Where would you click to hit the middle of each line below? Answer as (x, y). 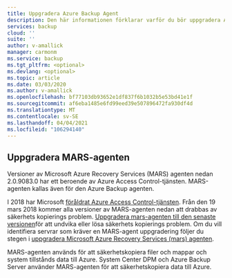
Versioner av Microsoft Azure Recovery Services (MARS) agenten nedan (110, 174)
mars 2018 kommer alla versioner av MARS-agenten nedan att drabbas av (112, 210)
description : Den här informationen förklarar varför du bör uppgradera (114, 20)
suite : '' (21, 39)
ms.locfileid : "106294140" (46, 129)
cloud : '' (21, 33)
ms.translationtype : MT (41, 110)
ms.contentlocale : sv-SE (43, 116)
